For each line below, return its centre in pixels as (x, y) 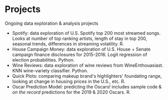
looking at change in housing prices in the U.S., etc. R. (69, 81)
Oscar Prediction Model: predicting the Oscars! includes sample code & (87, 86)
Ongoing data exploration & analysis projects (52, 23)
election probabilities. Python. (43, 60)
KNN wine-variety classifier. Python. (50, 70)
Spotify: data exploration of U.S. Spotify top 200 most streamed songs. (86, 33)
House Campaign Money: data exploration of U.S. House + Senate (81, 49)
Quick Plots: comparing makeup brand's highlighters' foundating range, (87, 76)
